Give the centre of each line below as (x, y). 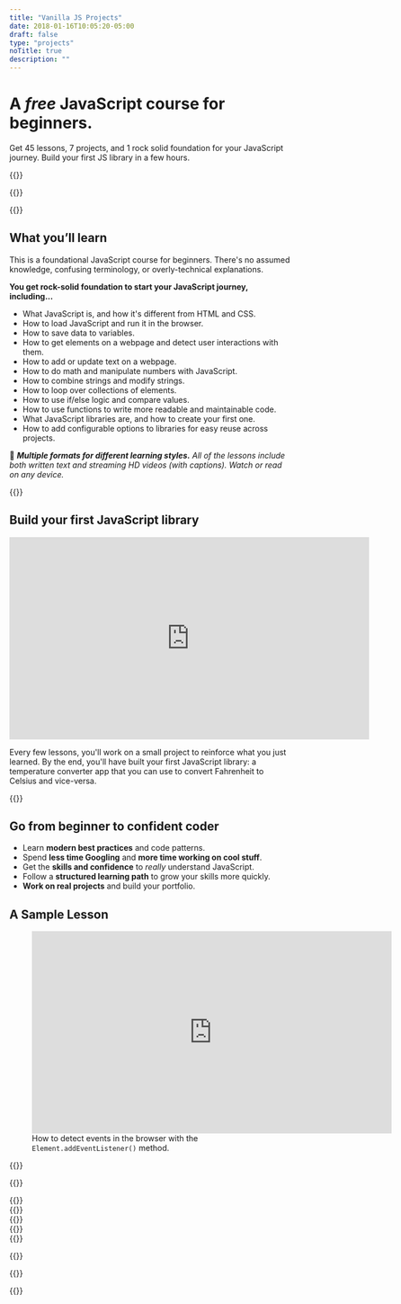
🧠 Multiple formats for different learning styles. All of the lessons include (147, 455)
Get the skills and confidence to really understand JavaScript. (138, 867)
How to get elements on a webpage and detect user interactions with (150, 342)
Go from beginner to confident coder (114, 826)
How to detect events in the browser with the (115, 1139)
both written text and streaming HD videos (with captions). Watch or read (146, 465)
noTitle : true (36, 51)
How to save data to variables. (78, 333)
